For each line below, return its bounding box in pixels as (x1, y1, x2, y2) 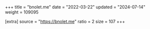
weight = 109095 (5, 9, 39, 15)
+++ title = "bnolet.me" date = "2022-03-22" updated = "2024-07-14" (5, 4, 146, 10)
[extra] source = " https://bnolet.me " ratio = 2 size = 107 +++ (5, 19, 125, 24)
